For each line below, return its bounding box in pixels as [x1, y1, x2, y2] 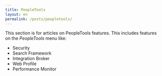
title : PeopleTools [5, 7, 46, 12]
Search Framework [12, 50, 52, 56]
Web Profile [12, 61, 37, 67]
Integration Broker [12, 56, 50, 62]
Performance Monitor [12, 66, 57, 72]
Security [12, 45, 30, 51]
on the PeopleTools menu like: [5, 35, 67, 41]
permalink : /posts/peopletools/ [5, 16, 72, 21]
